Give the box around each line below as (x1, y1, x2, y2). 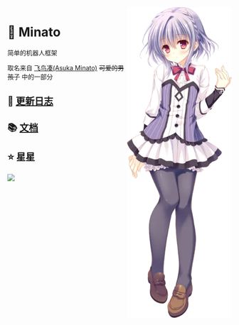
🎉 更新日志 (7, 95, 53, 107)
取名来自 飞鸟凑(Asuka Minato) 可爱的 (7, 63, 118, 72)
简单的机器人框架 (7, 48, 58, 57)
